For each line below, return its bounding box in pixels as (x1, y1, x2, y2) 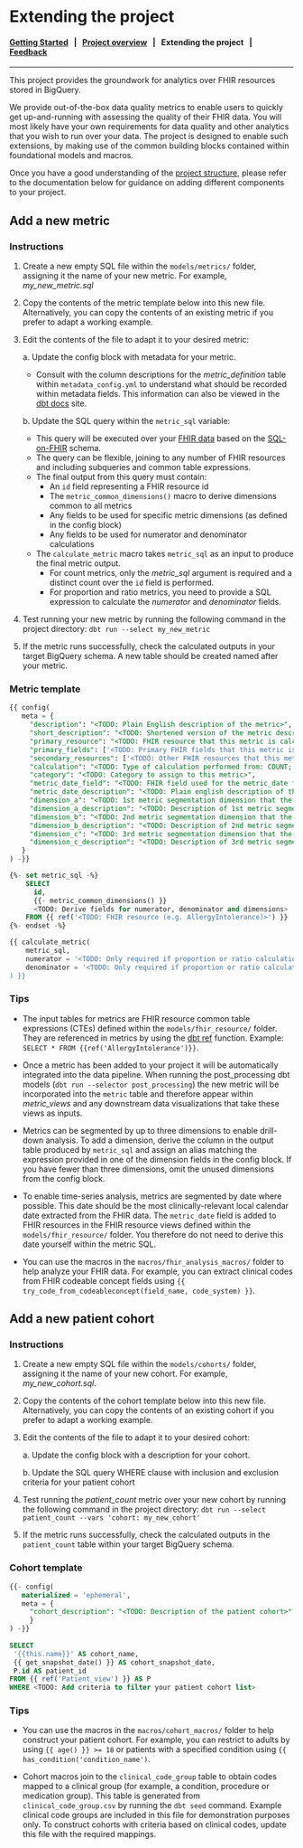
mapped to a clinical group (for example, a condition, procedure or (22, 1781, 270, 1792)
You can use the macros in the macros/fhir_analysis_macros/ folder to (22, 1256, 284, 1267)
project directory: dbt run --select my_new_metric (22, 624, 210, 635)
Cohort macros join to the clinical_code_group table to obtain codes (22, 1771, 278, 1782)
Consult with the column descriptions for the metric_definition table (35, 369, 287, 381)
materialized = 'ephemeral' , (21, 1590, 131, 1599)
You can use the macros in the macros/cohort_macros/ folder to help (22, 1725, 275, 1736)
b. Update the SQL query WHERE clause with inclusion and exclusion (22, 1467, 280, 1478)
